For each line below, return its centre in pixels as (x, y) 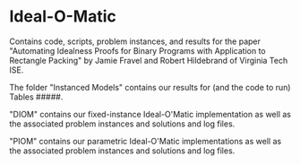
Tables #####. (36, 97)
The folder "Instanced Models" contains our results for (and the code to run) (150, 87)
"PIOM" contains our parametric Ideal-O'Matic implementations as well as (146, 141)
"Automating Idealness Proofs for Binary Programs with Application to (137, 50)
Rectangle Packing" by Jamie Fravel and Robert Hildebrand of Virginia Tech (149, 60)
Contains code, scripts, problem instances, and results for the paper (135, 41)
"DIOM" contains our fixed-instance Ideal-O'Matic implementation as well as (150, 114)
